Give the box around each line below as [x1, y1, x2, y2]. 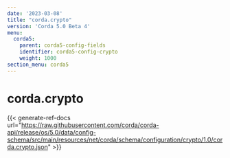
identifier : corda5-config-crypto [19, 49, 118, 56]
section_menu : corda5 [7, 61, 69, 68]
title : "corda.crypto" [7, 16, 72, 23]
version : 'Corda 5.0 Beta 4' [7, 23, 91, 30]
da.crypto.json [7, 142, 48, 151]
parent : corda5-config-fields [19, 42, 106, 49]
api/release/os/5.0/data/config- [7, 128, 96, 136]
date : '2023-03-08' [7, 10, 63, 17]
